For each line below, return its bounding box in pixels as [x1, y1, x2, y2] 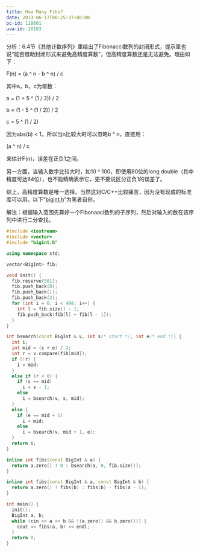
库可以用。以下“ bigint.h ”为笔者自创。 [6, 196, 98, 203]
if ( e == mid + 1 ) [17, 412, 63, 419]
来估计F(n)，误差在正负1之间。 [6, 155, 83, 162]
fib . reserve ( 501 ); [11, 278, 58, 284]
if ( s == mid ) [17, 379, 52, 385]
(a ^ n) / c [6, 143, 30, 150]
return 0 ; [11, 535, 36, 541]
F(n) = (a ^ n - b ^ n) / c [6, 70, 64, 77]
